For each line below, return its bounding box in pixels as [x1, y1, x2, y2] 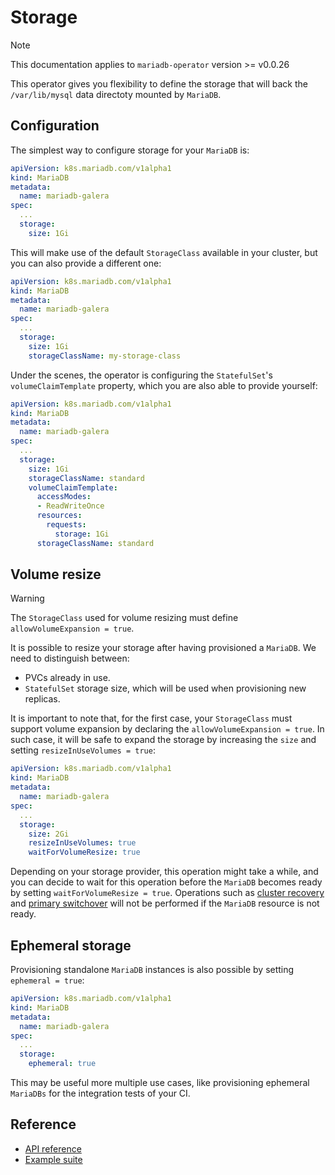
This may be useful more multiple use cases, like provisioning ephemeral [10, 1077, 310, 1088]
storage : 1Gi [54, 529, 110, 539]
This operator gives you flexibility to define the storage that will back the [10, 77, 308, 90]
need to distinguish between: [10, 652, 130, 665]
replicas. [24, 693, 61, 705]
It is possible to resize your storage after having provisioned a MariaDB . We [10, 642, 317, 654]
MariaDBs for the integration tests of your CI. [10, 1087, 191, 1099]
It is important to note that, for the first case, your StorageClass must [10, 712, 293, 725]
